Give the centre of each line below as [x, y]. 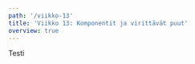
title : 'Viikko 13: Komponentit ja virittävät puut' [98, 23]
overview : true [34, 30]
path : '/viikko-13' [41, 16]
